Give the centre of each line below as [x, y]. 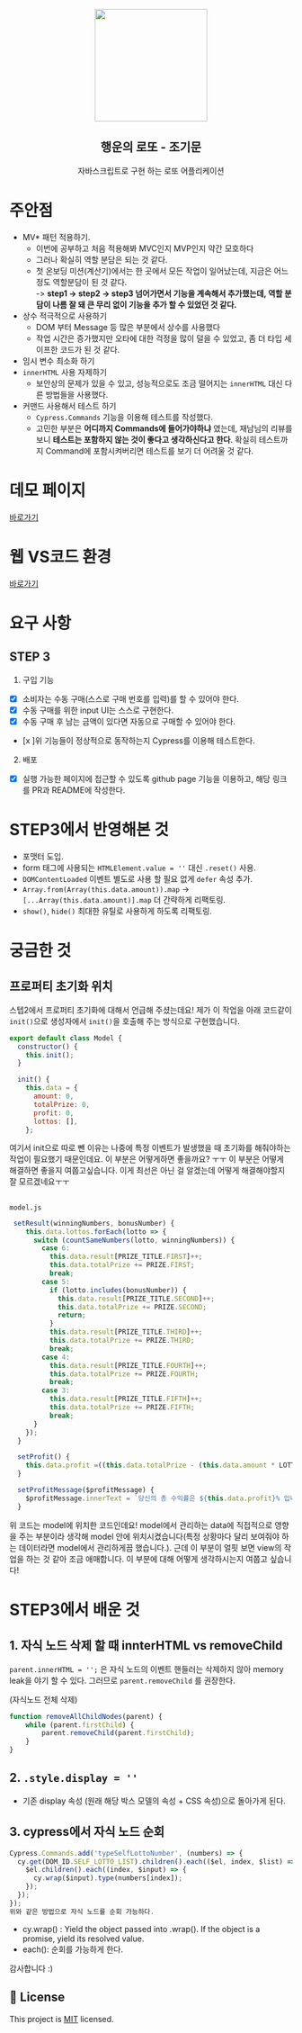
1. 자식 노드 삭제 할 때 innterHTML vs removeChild [146, 1646]
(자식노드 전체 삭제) [44, 1699]
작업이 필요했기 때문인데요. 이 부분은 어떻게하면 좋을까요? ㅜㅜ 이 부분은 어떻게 [147, 1159]
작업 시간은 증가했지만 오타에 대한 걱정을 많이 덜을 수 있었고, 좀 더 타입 [159, 338]
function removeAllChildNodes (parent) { [86, 1716]
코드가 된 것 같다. [90, 349]
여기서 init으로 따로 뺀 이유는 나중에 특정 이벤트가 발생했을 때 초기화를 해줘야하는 [150, 1148]
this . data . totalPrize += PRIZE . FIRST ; [122, 1265]
